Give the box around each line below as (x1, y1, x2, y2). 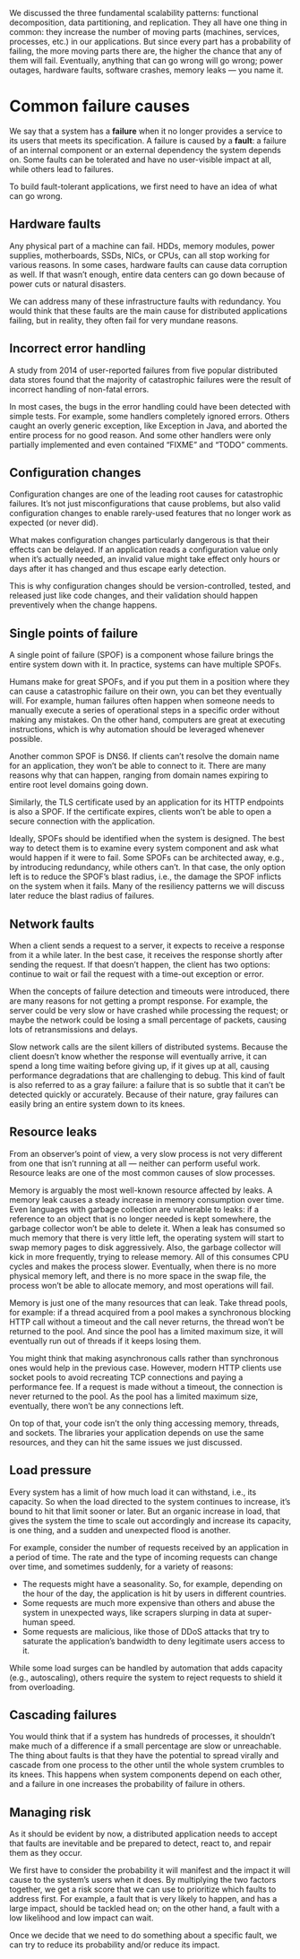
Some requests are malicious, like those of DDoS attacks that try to (21, 1626, 270, 1636)
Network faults (9, 916, 95, 931)
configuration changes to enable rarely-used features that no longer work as (9, 508, 292, 519)
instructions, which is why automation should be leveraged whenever (9, 724, 265, 735)
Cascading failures (9, 1707, 117, 1723)
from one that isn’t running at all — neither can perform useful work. (9, 1158, 261, 1169)
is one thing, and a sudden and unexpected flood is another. (9, 1524, 231, 1535)
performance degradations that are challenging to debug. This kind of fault (9, 1070, 286, 1081)
